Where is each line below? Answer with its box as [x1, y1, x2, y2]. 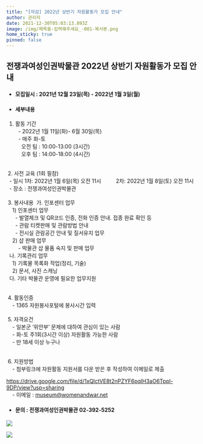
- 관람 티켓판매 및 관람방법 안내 [14, 222, 89, 229]
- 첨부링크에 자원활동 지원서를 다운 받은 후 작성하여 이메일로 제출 [11, 365, 165, 373]
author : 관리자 [6, 15, 41, 21]
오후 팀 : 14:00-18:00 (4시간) [21, 150, 91, 158]
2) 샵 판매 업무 [11, 237, 47, 244]
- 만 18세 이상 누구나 [11, 338, 60, 346]
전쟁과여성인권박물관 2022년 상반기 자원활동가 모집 [6, 61, 188, 72]
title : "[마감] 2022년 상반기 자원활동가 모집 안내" [6, 8, 123, 15]
